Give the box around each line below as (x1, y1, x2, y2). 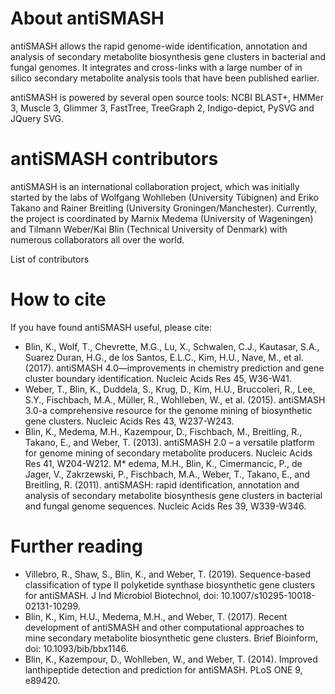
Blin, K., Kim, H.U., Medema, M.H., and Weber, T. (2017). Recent (24, 610, 288, 622)
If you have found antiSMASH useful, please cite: (10, 321, 212, 333)
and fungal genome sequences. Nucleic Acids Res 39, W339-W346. (24, 500, 307, 512)
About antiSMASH (10, 7, 165, 30)
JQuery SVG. (10, 112, 65, 124)
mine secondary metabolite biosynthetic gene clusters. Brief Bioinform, (24, 632, 319, 644)
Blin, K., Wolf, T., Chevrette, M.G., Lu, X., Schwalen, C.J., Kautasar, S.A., (24, 340, 320, 352)
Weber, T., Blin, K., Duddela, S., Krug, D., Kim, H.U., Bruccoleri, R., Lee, (24, 383, 316, 395)
